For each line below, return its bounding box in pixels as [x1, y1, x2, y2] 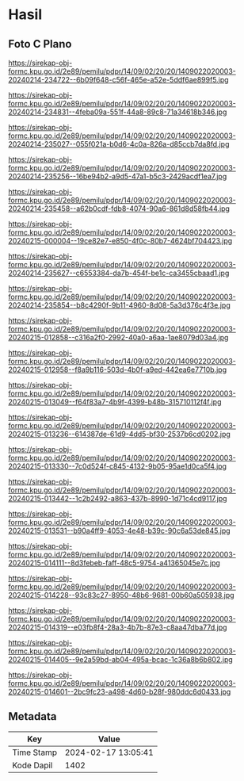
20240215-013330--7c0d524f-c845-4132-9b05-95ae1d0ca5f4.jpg [8, 461, 227, 471]
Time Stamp [12, 747, 58, 758]
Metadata [8, 710, 57, 723]
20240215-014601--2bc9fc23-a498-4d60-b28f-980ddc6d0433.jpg [8, 687, 231, 696]
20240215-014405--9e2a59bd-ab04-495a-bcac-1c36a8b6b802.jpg [8, 655, 234, 664]
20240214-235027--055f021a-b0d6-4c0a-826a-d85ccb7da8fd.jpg [8, 140, 230, 148]
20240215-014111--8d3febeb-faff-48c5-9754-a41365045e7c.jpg [8, 558, 220, 568]
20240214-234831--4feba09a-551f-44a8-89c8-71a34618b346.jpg [8, 107, 227, 117]
